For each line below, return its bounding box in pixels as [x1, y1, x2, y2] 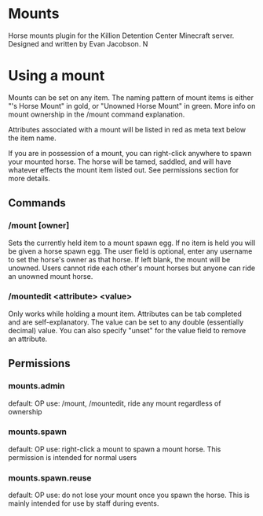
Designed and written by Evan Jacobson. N [8, 39, 148, 48]
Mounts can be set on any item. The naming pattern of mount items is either [8, 92, 254, 102]
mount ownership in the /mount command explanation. [8, 110, 185, 119]
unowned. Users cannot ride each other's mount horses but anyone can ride [8, 263, 256, 273]
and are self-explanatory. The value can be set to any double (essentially [8, 317, 244, 327]
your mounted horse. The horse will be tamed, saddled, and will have [8, 157, 232, 166]
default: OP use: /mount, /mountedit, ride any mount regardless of [8, 399, 221, 408]
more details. [8, 173, 51, 183]
